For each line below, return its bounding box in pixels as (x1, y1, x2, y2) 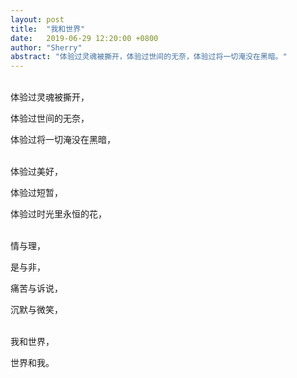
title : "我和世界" (10, 24, 86, 34)
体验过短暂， (10, 187, 63, 199)
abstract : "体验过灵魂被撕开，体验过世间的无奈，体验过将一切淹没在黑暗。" (10, 52, 288, 62)
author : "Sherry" (10, 42, 83, 53)
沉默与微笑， (10, 304, 63, 316)
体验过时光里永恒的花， (10, 208, 107, 220)
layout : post (10, 14, 65, 25)
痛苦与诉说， (10, 282, 63, 295)
